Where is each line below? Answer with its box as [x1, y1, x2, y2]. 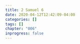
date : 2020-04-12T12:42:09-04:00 [5, 12, 75, 17]
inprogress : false [5, 31, 44, 36]
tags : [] [5, 21, 24, 27]
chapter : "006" [5, 26, 37, 31]
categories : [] [5, 17, 37, 22]
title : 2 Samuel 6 [5, 7, 44, 13]
